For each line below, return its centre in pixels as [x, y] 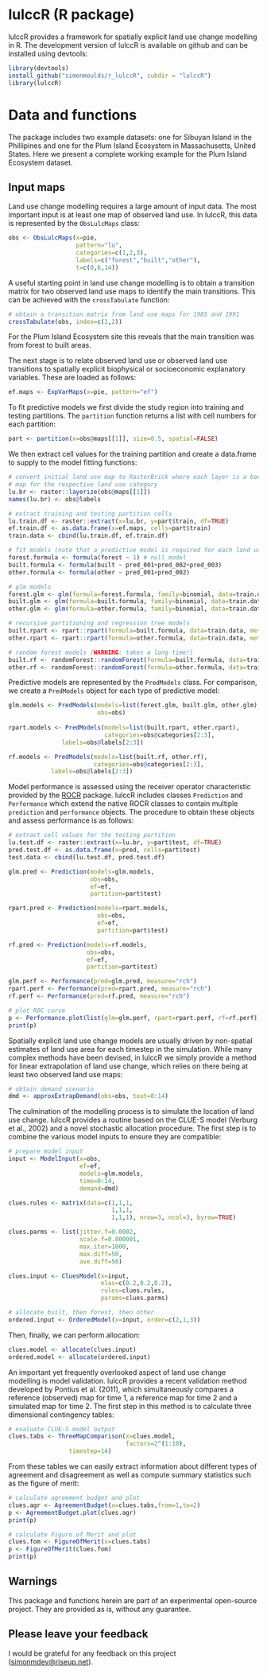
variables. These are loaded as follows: [72, 378]
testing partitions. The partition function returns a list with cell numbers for [132, 416]
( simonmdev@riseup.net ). [51, 1661]
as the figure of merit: [44, 1483]
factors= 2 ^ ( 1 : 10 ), [156, 1444]
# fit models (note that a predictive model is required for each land [129, 551]
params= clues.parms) [135, 1298]
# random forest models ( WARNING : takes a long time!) [101, 652]
